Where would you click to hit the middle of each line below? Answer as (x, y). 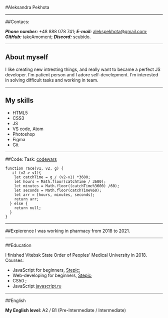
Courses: (14, 260)
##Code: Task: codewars (31, 159)
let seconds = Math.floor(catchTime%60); (58, 190)
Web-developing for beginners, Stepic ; (52, 275)
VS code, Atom (28, 129)
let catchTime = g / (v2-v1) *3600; (52, 177)
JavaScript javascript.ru (37, 286)
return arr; (26, 199)
